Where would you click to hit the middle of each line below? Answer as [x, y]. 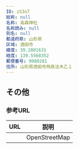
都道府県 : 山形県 [24, 39]
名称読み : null [23, 28]
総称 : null [18, 17]
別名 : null [18, 34]
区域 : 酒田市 [20, 45]
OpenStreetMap [48, 138]
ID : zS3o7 [18, 12]
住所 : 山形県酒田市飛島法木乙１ [39, 67]
